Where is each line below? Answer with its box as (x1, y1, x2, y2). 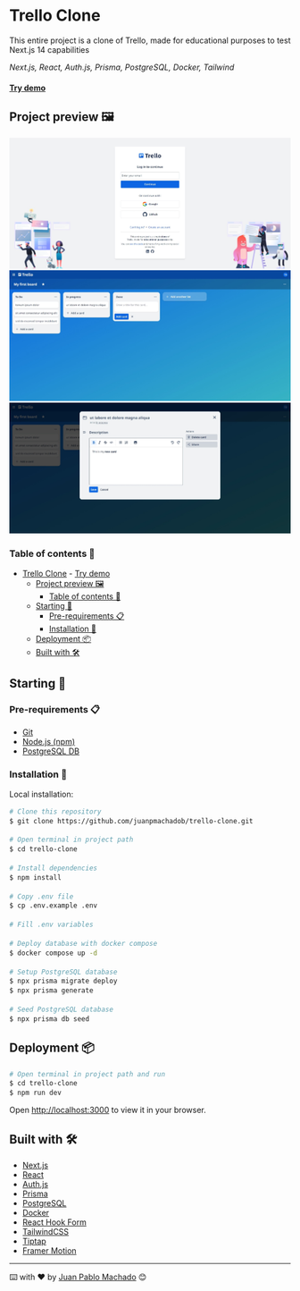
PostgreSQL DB (21, 746, 80, 756)
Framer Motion (21, 1245, 78, 1256)
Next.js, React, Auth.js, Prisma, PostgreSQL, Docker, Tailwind (9, 62, 235, 72)
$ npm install (9, 873, 62, 882)
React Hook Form (21, 1217, 87, 1228)
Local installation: (9, 789, 74, 799)
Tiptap (21, 1236, 46, 1247)
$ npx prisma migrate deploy (9, 976, 118, 986)
